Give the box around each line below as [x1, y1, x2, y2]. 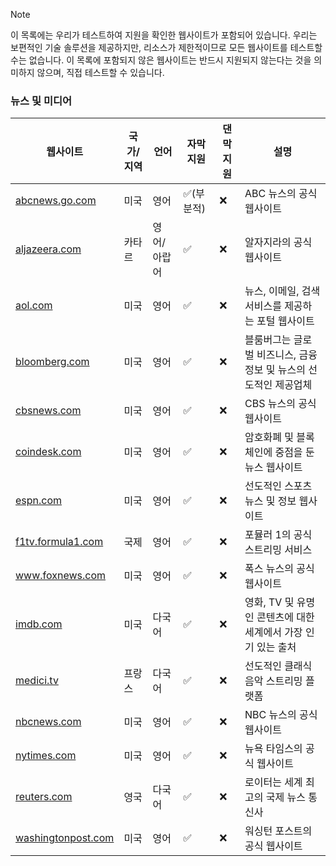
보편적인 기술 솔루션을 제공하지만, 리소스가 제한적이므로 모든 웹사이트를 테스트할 [10, 42, 323, 53]
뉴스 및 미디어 [10, 94, 73, 108]
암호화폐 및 [244, 430, 294, 444]
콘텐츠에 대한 [256, 610, 315, 624]
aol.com [15, 299, 53, 313]
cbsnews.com [15, 404, 82, 418]
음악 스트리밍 [244, 674, 303, 688]
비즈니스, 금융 [256, 348, 318, 362]
